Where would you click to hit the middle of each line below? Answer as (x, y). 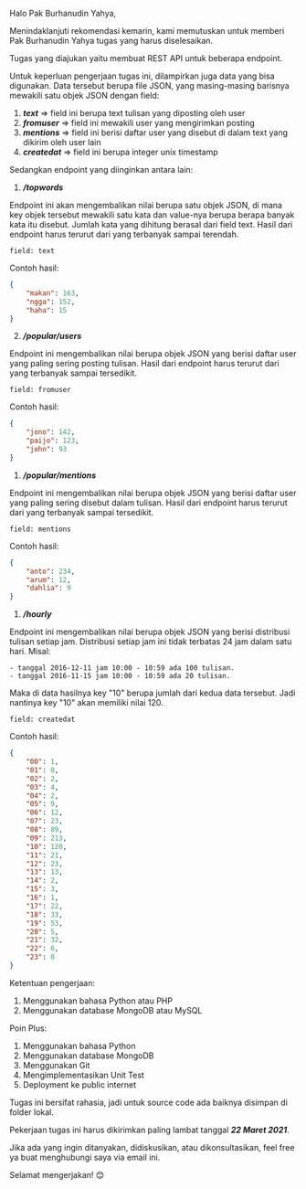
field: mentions (40, 529)
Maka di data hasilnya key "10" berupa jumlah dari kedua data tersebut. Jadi (153, 693)
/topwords (43, 187)
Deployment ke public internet (79, 1084)
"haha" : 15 (47, 310)
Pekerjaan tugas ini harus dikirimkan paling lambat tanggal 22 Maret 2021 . (149, 1130)
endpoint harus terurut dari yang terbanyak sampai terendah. (124, 234)
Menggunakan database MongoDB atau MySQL (112, 1010)
